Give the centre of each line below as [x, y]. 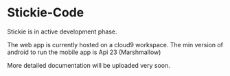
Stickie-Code [46, 13]
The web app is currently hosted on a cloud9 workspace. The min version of [115, 45]
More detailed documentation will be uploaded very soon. [89, 65]
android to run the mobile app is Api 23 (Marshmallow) [84, 52]
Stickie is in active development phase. [62, 31]
